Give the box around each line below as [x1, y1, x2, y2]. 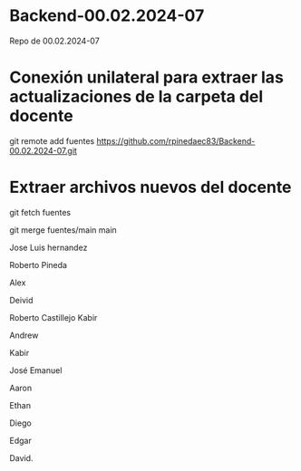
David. [9, 452, 34, 463]
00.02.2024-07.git [9, 145, 77, 156]
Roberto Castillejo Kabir [9, 312, 98, 322]
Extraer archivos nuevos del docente [9, 178, 292, 197]
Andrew [9, 330, 39, 341]
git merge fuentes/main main [9, 224, 118, 235]
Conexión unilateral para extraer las [9, 67, 284, 88]
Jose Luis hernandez [9, 242, 88, 253]
